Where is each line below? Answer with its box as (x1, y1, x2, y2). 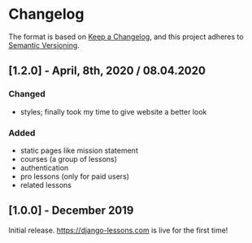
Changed (8, 89, 46, 100)
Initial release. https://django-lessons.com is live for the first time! (8, 225, 228, 235)
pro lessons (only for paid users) (20, 171, 130, 181)
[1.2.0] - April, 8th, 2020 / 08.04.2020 (8, 64, 206, 78)
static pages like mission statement (20, 145, 138, 155)
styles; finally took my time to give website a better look (20, 106, 207, 116)
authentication (20, 163, 69, 172)
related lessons (20, 180, 72, 189)
